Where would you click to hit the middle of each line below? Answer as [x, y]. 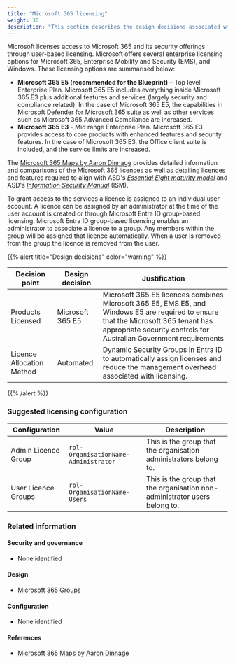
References [24, 637]
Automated [75, 363]
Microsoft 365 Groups [49, 590]
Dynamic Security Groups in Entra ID [163, 350]
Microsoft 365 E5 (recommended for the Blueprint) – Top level [109, 83]
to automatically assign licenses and [162, 359]
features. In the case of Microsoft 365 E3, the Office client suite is [112, 142]
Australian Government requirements [163, 339]
